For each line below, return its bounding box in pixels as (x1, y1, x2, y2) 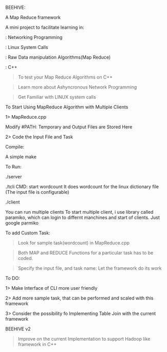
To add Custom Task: (5, 230, 50, 236)
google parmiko (5, 220, 39, 226)
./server (5, 174, 22, 179)
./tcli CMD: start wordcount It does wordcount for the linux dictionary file (5, 183, 159, 190)
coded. (17, 255, 33, 261)
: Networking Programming (5, 34, 63, 40)
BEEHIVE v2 (5, 326, 31, 332)
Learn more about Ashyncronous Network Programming (17, 84, 137, 90)
